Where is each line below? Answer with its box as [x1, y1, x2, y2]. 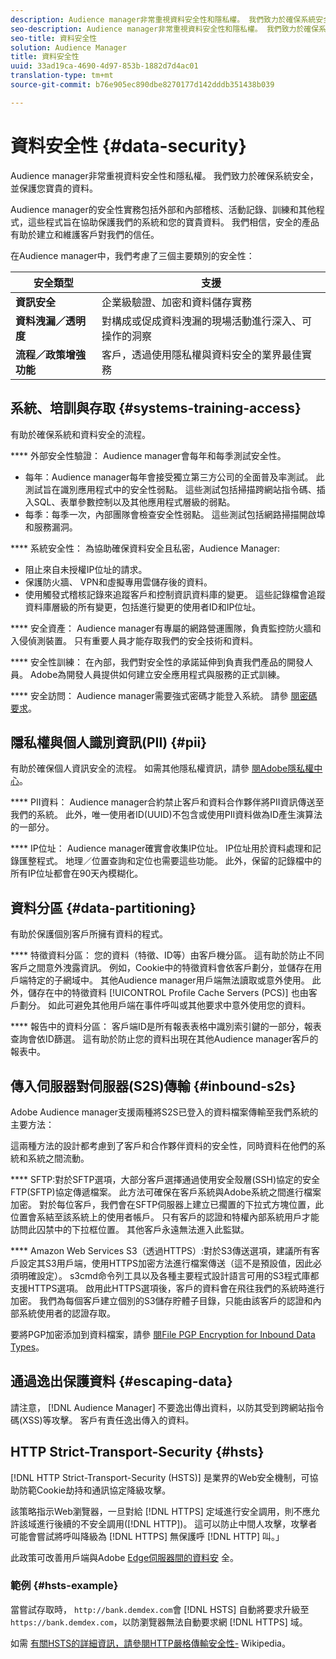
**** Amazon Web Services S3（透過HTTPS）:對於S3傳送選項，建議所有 [10, 1244, 312, 1256]
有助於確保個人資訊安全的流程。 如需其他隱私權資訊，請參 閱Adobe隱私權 [10, 762, 315, 775]
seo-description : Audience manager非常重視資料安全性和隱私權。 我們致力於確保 [10, 24, 320, 34]
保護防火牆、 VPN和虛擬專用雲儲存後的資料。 [24, 576, 213, 588]
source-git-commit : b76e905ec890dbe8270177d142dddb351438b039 [10, 80, 275, 90]
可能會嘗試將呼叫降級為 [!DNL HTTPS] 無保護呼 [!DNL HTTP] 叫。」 [10, 1530, 285, 1542]
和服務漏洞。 [24, 521, 78, 533]
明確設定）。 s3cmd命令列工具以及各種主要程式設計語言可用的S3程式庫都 [18, 1269, 320, 1281]
